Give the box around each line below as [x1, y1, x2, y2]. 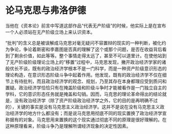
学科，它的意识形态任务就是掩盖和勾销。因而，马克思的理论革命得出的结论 [5, 91, 162, 97]
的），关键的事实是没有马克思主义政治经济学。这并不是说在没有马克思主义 [5, 103, 160, 110]
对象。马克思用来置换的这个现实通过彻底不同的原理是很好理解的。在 [23, 116, 167, 123]
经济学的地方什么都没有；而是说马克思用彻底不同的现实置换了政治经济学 [9, 110, 162, 116]
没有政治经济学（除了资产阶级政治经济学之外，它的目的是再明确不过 [14, 97, 158, 103]
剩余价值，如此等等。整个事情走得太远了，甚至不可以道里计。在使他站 [14, 52, 162, 59]
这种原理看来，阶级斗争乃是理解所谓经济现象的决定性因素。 [5, 123, 131, 129]
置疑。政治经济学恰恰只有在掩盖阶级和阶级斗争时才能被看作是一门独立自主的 [5, 84, 167, 91]
